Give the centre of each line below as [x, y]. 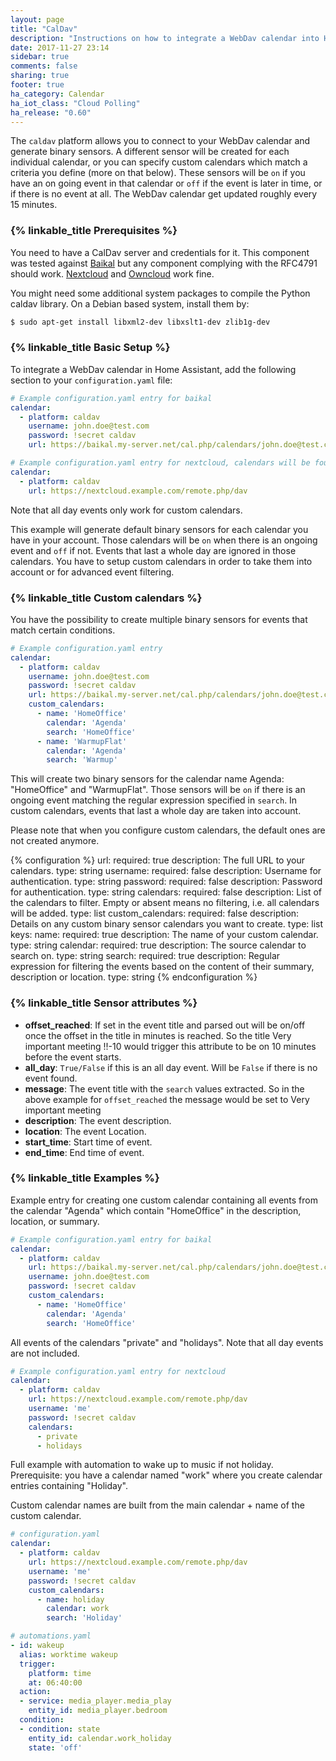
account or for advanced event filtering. [92, 572]
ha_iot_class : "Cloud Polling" [75, 103]
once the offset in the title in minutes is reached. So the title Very [158, 1035]
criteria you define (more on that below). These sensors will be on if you [158, 173]
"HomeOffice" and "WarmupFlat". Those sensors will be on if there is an [158, 790]
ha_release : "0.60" [51, 112]
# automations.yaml [51, 1636]
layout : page [37, 19]
